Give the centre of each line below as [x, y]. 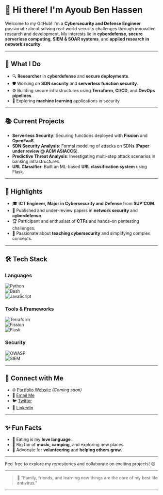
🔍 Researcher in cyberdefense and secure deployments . [71, 76]
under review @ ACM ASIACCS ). [45, 151]
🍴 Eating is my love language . [42, 439]
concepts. [22, 239]
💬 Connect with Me [34, 378]
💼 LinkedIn [23, 408]
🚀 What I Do [23, 64]
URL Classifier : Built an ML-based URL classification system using [79, 166]
